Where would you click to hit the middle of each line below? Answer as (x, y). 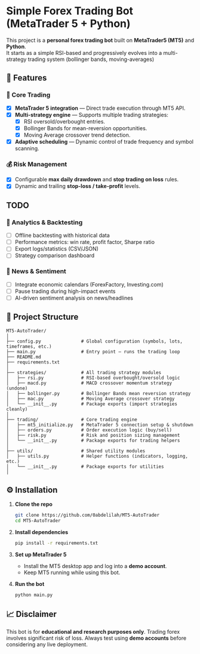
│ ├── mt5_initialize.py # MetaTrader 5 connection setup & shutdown (100, 425)
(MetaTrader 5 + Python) (68, 24)
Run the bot (30, 584)
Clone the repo (33, 504)
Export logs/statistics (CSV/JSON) (56, 249)
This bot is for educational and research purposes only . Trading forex (93, 631)
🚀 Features (27, 78)
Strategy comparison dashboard (55, 255)
